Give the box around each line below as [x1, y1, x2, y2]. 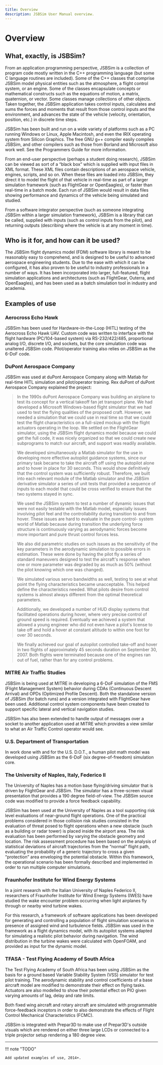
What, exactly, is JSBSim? [5, 52, 86, 60]
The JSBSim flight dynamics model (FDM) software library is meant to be [5, 249, 151, 255]
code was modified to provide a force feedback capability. [5, 798, 122, 804]
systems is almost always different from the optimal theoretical [16, 592, 143, 598]
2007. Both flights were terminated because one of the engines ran [16, 652, 151, 658]
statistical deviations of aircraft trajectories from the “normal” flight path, [5, 844, 150, 850]
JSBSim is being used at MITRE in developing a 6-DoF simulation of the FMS [5, 680, 158, 686]
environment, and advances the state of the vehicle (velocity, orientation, [5, 111, 151, 117]
